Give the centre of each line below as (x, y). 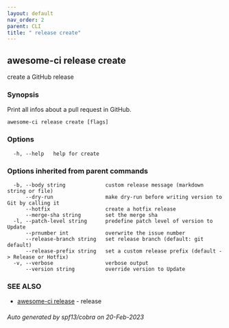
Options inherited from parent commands (78, 171)
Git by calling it (33, 203)
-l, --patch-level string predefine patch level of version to (113, 221)
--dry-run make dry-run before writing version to (124, 197)
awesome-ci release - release (59, 301)
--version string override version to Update (105, 269)
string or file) (30, 191)
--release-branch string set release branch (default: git (114, 239)
